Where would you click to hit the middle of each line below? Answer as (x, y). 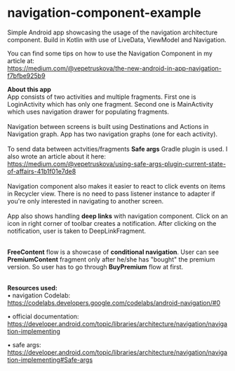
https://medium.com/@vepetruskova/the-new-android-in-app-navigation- (115, 68)
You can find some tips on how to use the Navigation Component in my (110, 53)
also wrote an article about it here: (57, 156)
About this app (29, 89)
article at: (21, 60)
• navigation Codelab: (39, 295)
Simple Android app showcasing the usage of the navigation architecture (113, 32)
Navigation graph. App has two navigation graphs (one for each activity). (113, 134)
